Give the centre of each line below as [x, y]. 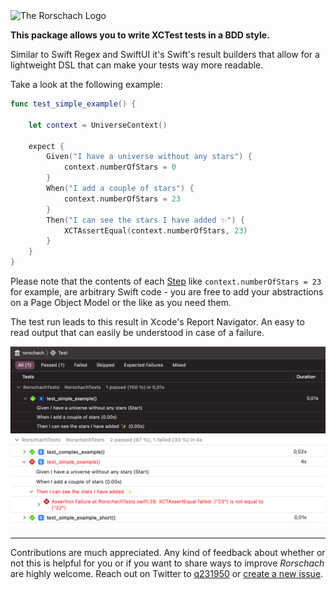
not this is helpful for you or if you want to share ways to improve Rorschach [167, 563]
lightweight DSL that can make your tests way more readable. [137, 65]
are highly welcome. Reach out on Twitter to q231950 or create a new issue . [167, 573]
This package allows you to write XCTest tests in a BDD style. [140, 35]
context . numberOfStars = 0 [120, 167]
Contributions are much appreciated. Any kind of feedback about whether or [168, 552]
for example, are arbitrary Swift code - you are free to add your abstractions [167, 292]
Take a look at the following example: [86, 84]
